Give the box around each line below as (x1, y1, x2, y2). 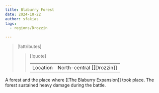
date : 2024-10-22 (5, 12, 41, 17)
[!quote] (29, 53, 46, 59)
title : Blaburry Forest (5, 7, 55, 12)
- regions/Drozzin (9, 26, 48, 31)
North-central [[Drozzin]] (57, 64, 118, 71)
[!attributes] (17, 44, 42, 49)
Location (32, 64, 53, 71)
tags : (5, 21, 16, 26)
